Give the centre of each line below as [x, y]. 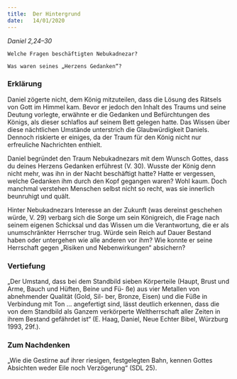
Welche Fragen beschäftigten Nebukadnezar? [73, 54]
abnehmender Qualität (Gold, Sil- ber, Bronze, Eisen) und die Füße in [108, 297]
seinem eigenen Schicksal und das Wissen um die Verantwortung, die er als [118, 225]
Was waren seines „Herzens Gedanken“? [65, 66]
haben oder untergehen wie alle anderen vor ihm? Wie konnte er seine [110, 240]
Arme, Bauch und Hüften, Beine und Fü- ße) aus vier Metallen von [104, 289]
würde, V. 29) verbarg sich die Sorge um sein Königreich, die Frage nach [114, 217]
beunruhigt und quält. [39, 196]
